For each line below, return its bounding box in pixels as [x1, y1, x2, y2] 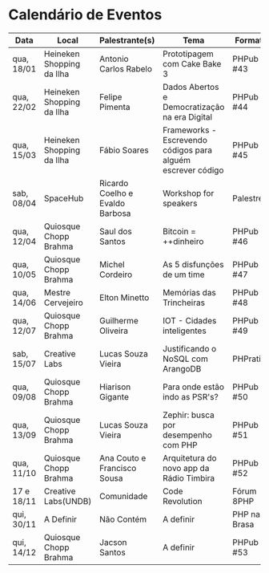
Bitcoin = [163, 226, 196, 237]
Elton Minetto [99, 291, 150, 303]
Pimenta [99, 101, 130, 112]
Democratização [163, 101, 225, 112]
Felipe [99, 91, 122, 102]
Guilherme [99, 315, 139, 326]
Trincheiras [163, 297, 206, 308]
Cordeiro [99, 269, 133, 280]
